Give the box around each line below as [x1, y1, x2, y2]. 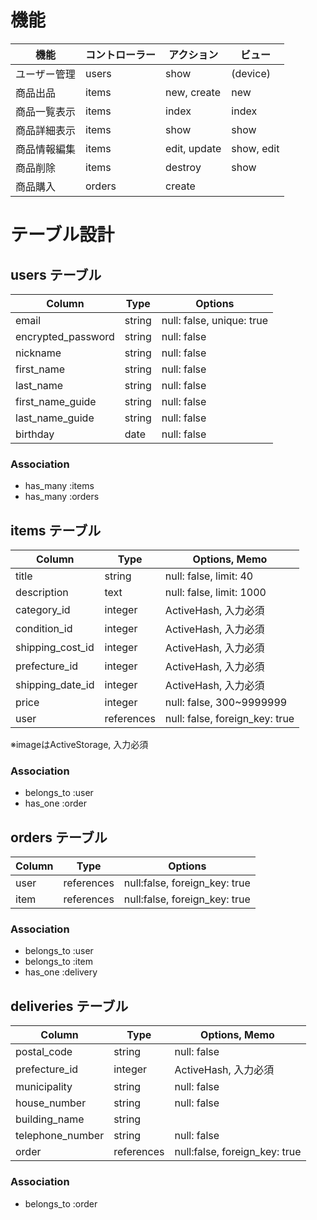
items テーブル [10, 522, 102, 539]
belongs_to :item [24, 956, 94, 968]
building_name [15, 1112, 85, 1126]
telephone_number [15, 1129, 105, 1143]
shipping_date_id [15, 678, 95, 692]
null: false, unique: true [161, 313, 268, 327]
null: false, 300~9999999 [164, 696, 288, 710]
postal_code [15, 1045, 73, 1059]
